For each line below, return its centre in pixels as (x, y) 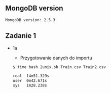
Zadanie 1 (21, 36)
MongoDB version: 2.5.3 (30, 20)
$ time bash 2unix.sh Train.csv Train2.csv (59, 67)
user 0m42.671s (30, 81)
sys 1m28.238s (30, 85)
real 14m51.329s (31, 76)
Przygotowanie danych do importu (56, 58)
